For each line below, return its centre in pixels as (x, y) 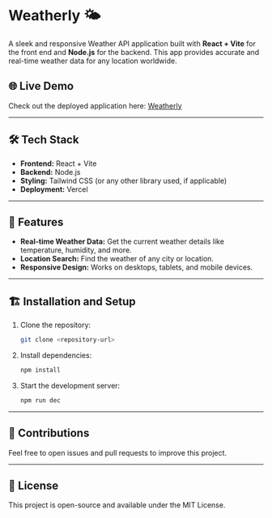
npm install (40, 370)
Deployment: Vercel (54, 189)
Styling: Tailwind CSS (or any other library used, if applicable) (123, 180)
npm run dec (40, 400)
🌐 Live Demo (41, 86)
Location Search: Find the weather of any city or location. (117, 259)
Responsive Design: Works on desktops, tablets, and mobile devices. (136, 267)
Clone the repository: (55, 325)
